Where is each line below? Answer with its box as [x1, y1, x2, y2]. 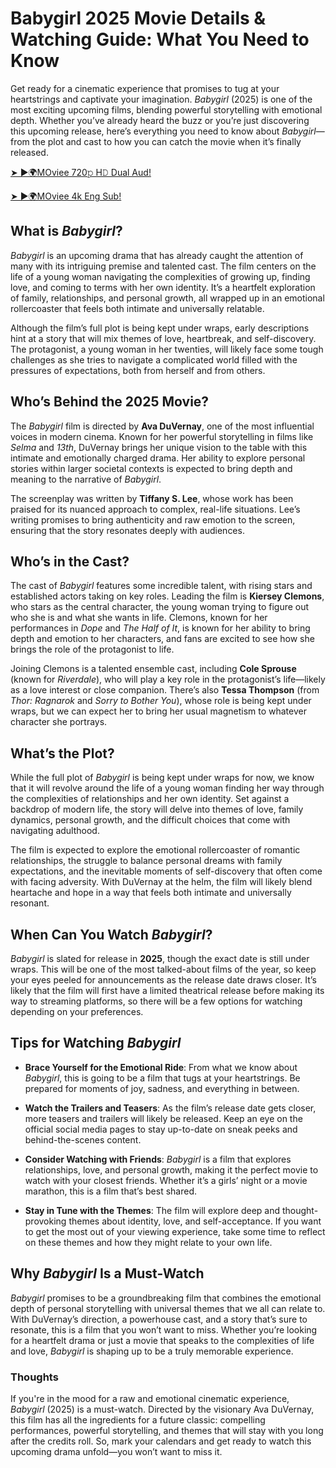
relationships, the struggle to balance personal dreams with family [10, 855, 283, 867]
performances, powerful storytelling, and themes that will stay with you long [10, 1424, 324, 1436]
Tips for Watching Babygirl [10, 1035, 182, 1052]
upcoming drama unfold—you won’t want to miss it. [10, 1445, 223, 1457]
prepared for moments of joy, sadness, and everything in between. [24, 1082, 300, 1094]
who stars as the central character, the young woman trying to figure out [10, 601, 310, 613]
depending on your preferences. [10, 1006, 144, 1017]
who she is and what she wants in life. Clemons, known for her [10, 612, 268, 624]
